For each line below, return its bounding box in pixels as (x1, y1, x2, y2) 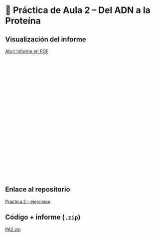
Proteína (5, 15, 41, 26)
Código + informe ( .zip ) (5, 213, 81, 221)
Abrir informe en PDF (5, 48, 49, 54)
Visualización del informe (5, 35, 86, 43)
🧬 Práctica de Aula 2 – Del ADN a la (5, 4, 151, 16)
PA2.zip (5, 226, 21, 232)
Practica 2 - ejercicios (5, 198, 51, 204)
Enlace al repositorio (5, 185, 71, 194)
